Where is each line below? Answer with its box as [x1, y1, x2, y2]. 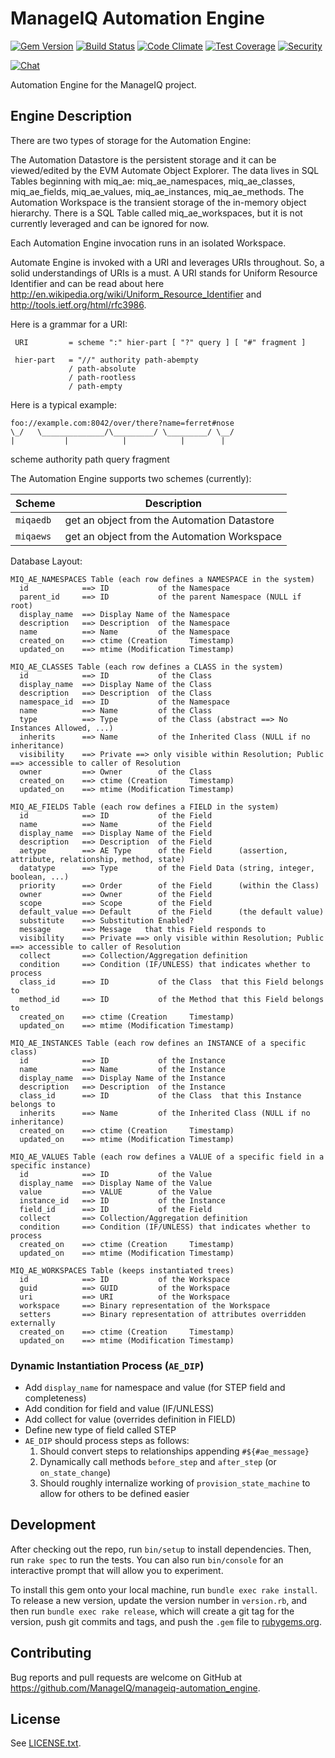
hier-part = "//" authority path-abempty [14, 355, 199, 365]
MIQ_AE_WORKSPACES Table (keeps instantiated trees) [10, 1265, 235, 1276]
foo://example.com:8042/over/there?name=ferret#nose [10, 418, 235, 428]
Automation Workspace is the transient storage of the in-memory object [10, 196, 307, 208]
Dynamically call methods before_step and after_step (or [39, 1456, 277, 1468]
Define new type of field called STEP [24, 1424, 177, 1436]
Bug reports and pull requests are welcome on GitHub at [10, 1671, 243, 1683]
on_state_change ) [39, 1467, 112, 1479]
